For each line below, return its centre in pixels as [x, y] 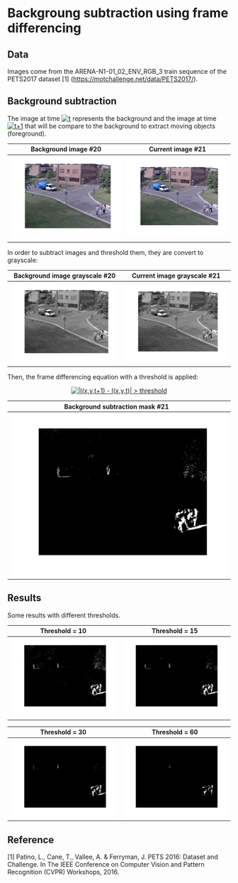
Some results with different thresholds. [64, 615]
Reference [31, 840]
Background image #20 [66, 149]
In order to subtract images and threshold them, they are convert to [106, 252]
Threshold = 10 [63, 631]
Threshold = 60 [175, 732]
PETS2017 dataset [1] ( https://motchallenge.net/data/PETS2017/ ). [103, 79]
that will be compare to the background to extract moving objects [120, 126]
